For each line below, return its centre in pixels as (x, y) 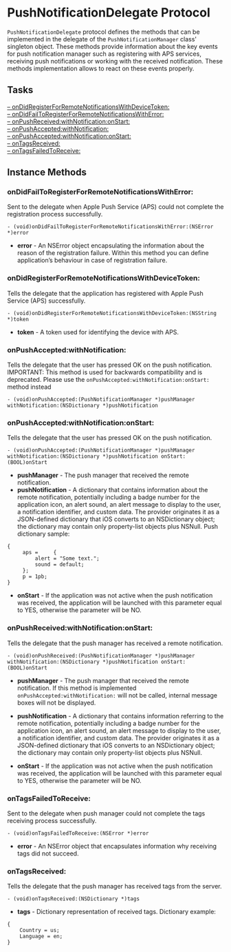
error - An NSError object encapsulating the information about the (111, 245)
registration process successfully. (55, 214)
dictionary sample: (43, 534)
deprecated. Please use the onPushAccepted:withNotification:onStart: (108, 380)
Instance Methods (47, 173)
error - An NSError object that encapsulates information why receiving (117, 846)
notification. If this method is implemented (77, 688)
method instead (29, 387)
